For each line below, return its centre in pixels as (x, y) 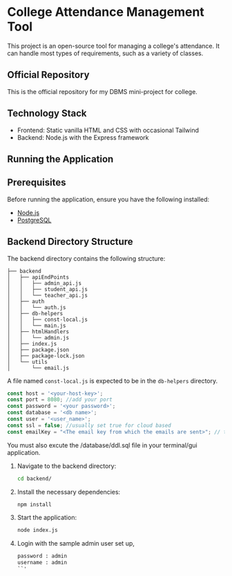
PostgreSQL (34, 220)
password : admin (42, 556)
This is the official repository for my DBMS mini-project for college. (103, 91)
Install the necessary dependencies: (69, 492)
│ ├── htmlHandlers (38, 332)
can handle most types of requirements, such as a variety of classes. (105, 53)
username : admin (42, 563)
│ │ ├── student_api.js (48, 289)
